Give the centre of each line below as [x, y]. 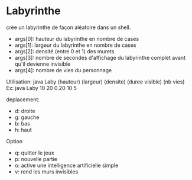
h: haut [23, 130]
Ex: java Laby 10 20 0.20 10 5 [41, 88]
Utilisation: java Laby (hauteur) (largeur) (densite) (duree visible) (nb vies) [95, 82]
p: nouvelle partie [36, 159]
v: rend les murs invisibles [46, 171]
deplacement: [23, 99]
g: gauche [27, 117]
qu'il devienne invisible [43, 64]
